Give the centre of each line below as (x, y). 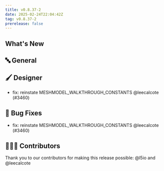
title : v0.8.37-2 (23, 10)
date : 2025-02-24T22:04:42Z (34, 14)
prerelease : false (24, 24)
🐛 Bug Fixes (24, 113)
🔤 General (21, 61)
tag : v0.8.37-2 (21, 19)
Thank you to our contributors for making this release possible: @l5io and (80, 158)
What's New (25, 43)
